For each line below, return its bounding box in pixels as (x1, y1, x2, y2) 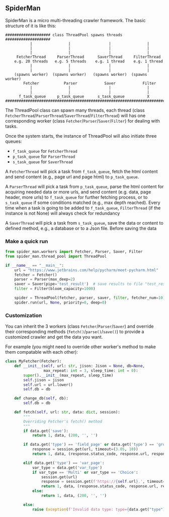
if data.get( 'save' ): (23, 428, 69, 434)
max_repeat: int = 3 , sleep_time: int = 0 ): (43, 368, 138, 373)
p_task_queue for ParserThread (12, 153, 75, 159)
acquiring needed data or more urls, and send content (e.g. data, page (5, 188, 151, 195)
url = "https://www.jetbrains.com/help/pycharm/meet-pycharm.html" (14, 267, 158, 273)
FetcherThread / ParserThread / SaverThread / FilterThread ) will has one (5, 113, 146, 119)
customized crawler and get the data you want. (5, 334, 103, 340)
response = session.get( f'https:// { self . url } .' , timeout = (41, 479, 165, 484)
